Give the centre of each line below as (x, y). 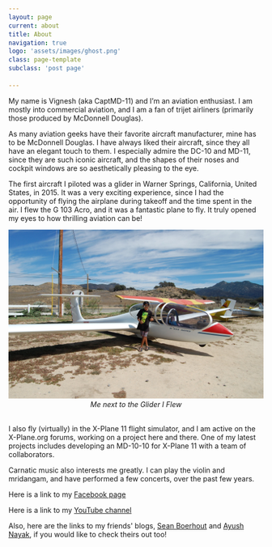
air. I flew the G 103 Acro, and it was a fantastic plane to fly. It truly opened (132, 210)
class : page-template (45, 60)
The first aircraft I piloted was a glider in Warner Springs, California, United (133, 184)
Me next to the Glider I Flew (136, 405)
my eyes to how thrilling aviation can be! (76, 218)
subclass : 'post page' (47, 69)
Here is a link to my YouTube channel (70, 511)
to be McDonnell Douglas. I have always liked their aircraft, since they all (129, 142)
